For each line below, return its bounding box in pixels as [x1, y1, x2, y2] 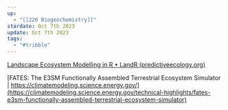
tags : [7, 36, 23, 42]
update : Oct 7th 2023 [7, 29, 69, 36]
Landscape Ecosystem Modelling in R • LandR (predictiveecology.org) [7, 61, 206, 68]
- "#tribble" [13, 42, 51, 49]
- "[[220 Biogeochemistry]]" [13, 16, 97, 23]
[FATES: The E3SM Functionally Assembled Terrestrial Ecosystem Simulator [7, 74, 221, 82]
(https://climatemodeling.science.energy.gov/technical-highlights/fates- [7, 88, 211, 96]
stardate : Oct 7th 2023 [7, 23, 76, 29]
